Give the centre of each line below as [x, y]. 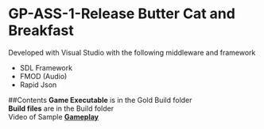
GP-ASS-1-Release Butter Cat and [122, 14]
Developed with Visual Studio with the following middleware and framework [132, 52]
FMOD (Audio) [43, 76]
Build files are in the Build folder [61, 108]
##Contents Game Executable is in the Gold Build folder [100, 100]
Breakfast [41, 30]
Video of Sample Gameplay [54, 116]
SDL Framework [46, 67]
